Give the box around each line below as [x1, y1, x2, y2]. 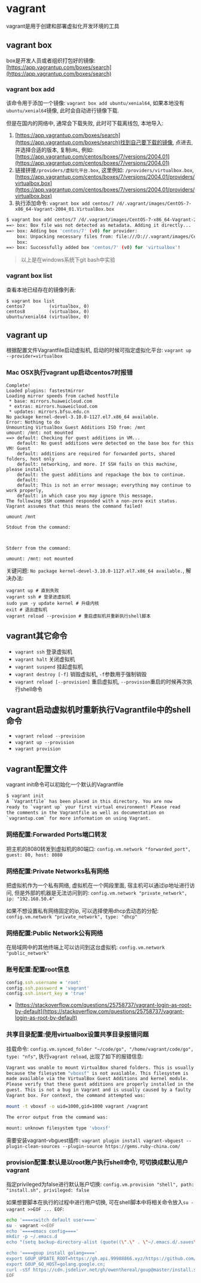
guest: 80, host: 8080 [6, 852, 63, 858]
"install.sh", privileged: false [6, 1187, 90, 1193]
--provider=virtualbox [6, 353, 63, 359]
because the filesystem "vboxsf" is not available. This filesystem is [6, 1070, 188, 1076]
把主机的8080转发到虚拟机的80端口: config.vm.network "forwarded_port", [6, 845, 191, 852]
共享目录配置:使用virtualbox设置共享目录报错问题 [6, 1030, 149, 1039]
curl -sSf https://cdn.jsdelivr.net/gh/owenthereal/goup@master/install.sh [6, 1267, 199, 1273]
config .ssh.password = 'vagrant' [6, 985, 90, 991]
